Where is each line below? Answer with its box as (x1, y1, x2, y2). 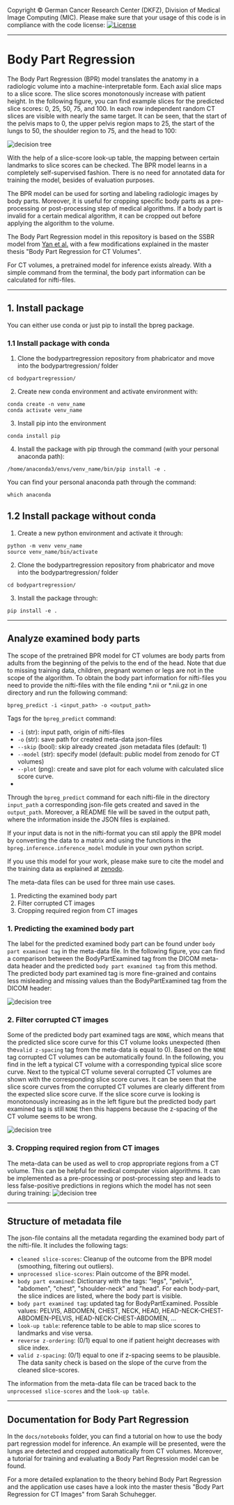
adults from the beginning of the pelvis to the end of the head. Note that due (7, 658, 226, 667)
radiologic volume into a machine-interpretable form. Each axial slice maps (7, 82, 222, 90)
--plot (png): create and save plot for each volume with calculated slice (17, 764, 224, 773)
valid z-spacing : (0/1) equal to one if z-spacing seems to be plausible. (17, 1351, 221, 1359)
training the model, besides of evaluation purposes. (7, 176, 155, 184)
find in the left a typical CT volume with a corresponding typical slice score (7, 1060, 222, 1069)
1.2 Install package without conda (7, 511, 157, 522)
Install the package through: (17, 593, 98, 602)
